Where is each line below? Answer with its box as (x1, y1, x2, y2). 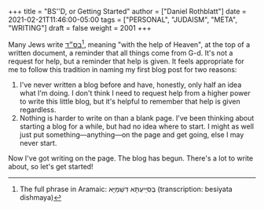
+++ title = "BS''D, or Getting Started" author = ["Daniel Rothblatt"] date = (8, 7, 247, 16)
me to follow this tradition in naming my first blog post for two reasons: (8, 64, 237, 74)
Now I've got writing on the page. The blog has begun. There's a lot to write (8, 153, 254, 163)
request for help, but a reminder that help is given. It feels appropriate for (8, 56, 245, 66)
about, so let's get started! (8, 161, 93, 171)
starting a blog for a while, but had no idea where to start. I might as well (19, 121, 254, 131)
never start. (19, 138, 57, 147)
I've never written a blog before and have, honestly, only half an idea (19, 80, 242, 89)
